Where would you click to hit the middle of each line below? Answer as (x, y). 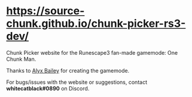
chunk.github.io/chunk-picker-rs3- (96, 24)
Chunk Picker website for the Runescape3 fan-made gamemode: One (92, 52)
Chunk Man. (21, 59)
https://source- (45, 11)
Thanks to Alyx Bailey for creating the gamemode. (68, 70)
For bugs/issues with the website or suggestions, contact (77, 82)
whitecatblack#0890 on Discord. (48, 88)
